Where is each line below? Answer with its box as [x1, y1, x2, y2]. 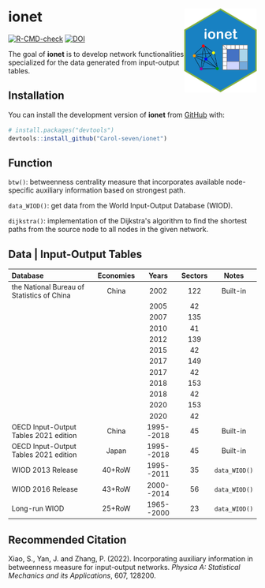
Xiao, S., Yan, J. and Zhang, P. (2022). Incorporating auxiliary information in [8, 554, 254, 564]
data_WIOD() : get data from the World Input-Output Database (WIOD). [8, 201, 233, 211]
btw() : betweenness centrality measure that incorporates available [8, 178, 225, 187]
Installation [8, 89, 65, 103]
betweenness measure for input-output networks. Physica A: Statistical [8, 563, 241, 572]
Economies [97, 271, 136, 280]
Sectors [181, 271, 208, 280]
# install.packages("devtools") [8, 126, 114, 134]
